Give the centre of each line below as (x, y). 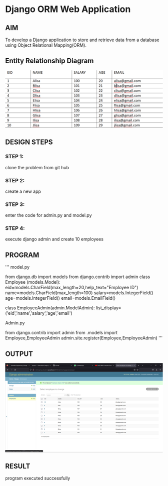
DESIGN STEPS (29, 142)
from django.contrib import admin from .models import (61, 333)
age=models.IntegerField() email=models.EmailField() (60, 298)
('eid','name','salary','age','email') (39, 313)
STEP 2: (15, 180)
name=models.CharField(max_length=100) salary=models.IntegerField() (79, 293)
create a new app (23, 191)
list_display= (108, 308)
